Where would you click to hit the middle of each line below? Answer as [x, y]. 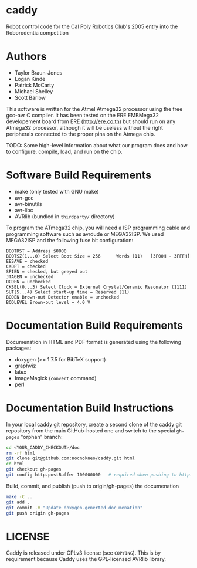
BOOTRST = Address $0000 [36, 251]
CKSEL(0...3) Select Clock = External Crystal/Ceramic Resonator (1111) [97, 287]
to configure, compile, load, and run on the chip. [64, 151]
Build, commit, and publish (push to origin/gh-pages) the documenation [93, 486]
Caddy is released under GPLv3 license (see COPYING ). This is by [84, 553]
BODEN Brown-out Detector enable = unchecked [62, 297]
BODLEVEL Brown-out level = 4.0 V [48, 302]
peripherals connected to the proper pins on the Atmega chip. [81, 134]
